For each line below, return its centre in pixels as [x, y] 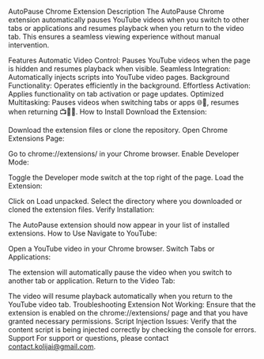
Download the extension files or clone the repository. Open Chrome [118, 130]
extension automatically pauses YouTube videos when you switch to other [129, 20]
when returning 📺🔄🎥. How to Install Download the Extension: [107, 111]
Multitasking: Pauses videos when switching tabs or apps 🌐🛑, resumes [124, 102]
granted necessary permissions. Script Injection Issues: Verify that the [123, 321]
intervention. [29, 45]
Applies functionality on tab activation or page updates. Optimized [116, 94]
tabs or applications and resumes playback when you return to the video [126, 28]
